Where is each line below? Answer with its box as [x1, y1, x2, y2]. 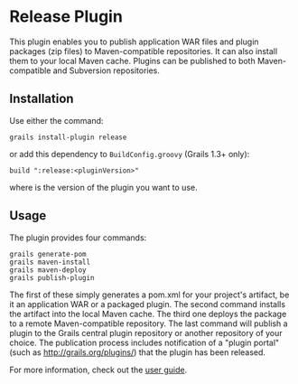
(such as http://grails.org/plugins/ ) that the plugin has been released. [9, 346, 266, 358]
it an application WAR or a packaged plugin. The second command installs [9, 298, 286, 309]
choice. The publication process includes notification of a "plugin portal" [9, 337, 280, 348]
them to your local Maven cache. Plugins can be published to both [9, 55, 256, 66]
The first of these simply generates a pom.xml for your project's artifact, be [9, 289, 290, 300]
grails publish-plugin [9, 273, 95, 282]
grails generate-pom [9, 249, 88, 258]
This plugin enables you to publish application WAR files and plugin [9, 36, 259, 47]
